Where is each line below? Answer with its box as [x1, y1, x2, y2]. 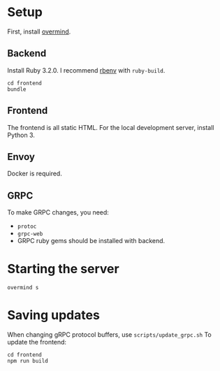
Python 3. [7, 131, 35, 139]
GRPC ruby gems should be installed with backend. [17, 237, 166, 245]
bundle [7, 85, 27, 93]
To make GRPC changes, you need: [7, 208, 110, 217]
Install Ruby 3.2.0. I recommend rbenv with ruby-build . [7, 66, 166, 74]
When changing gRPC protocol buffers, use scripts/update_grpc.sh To [7, 330, 212, 339]
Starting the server [7, 261, 120, 277]
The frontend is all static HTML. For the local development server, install [7, 123, 214, 131]
